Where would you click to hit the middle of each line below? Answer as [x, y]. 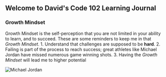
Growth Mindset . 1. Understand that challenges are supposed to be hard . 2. [83, 44]
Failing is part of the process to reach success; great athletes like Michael [81, 49]
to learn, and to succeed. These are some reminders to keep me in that [78, 38]
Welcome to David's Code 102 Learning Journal [81, 8]
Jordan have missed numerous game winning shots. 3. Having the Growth [81, 54]
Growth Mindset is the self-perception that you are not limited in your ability [83, 33]
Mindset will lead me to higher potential [46, 60]
